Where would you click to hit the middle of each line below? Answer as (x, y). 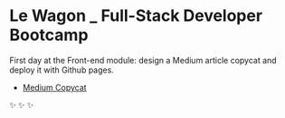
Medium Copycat (55, 87)
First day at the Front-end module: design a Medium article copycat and (143, 60)
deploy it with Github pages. (62, 70)
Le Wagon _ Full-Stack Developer (136, 16)
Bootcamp (49, 35)
